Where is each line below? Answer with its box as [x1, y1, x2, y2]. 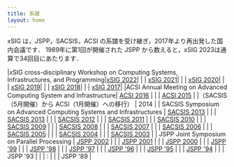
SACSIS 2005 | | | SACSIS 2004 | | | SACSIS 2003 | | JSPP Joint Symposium [7, 129, 226, 138]
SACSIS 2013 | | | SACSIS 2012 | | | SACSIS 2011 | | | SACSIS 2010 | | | [7, 115, 207, 123]
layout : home [7, 17, 45, 24]
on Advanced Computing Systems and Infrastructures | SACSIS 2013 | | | [7, 107, 217, 116]
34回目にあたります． [19, 54, 82, 63]
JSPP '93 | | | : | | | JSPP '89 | [7, 152, 92, 160]
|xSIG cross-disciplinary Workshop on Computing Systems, [7, 67, 178, 77]
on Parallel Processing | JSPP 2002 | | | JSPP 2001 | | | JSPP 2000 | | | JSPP [7, 137, 226, 145]
